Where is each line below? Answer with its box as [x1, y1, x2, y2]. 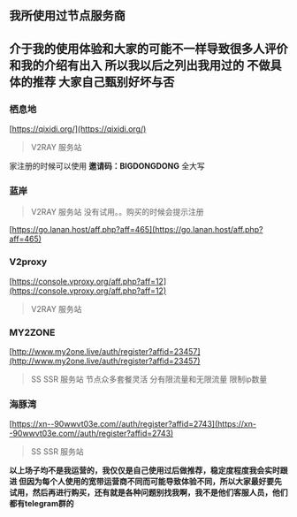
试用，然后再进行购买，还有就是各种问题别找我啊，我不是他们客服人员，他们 [9, 487, 288, 498]
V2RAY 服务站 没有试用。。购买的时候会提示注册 [30, 207, 205, 217]
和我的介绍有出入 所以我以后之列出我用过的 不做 [9, 57, 270, 72]
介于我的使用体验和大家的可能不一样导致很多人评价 [9, 41, 288, 56]
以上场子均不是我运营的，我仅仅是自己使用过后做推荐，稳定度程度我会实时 [9, 465, 280, 475]
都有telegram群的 [9, 498, 74, 509]
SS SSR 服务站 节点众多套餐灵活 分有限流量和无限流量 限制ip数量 [30, 374, 268, 384]
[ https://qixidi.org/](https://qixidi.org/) [9, 124, 147, 134]
